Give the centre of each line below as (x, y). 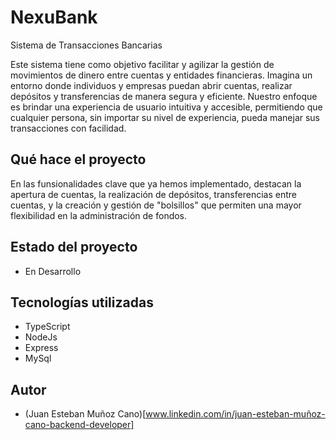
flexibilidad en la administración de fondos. (99, 215)
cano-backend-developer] (79, 425)
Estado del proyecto (74, 247)
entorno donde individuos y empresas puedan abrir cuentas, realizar (151, 85)
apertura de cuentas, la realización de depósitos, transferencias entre (153, 194)
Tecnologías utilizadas (82, 302)
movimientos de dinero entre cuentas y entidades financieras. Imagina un (161, 75)
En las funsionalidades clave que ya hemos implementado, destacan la (156, 183)
